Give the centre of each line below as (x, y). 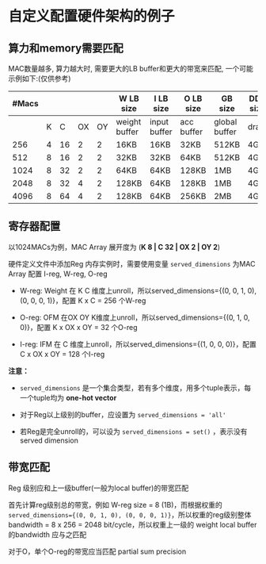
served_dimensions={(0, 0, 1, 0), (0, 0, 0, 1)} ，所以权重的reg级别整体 (130, 514)
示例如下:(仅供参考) (40, 79)
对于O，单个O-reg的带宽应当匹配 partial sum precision (97, 551)
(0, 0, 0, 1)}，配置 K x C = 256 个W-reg (83, 300)
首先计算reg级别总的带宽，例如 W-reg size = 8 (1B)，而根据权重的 (116, 505)
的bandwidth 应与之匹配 (47, 534)
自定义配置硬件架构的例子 (92, 16)
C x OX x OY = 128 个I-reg (62, 354)
